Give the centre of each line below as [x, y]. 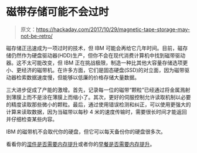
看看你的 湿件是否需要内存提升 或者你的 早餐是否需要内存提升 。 [81, 144]
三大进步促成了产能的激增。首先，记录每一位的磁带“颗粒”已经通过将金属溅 [96, 90]
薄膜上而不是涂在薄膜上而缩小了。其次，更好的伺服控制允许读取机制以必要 [101, 97]
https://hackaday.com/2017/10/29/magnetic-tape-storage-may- [113, 29]
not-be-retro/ [36, 36]
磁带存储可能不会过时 [58, 12]
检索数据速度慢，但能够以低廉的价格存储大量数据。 [78, 77]
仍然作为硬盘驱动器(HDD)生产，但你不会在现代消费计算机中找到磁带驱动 [98, 55]
